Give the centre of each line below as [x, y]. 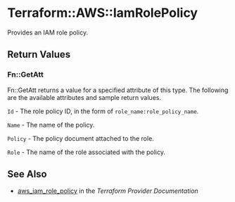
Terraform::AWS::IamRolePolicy [103, 13]
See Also [27, 174]
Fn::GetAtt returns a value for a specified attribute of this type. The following [118, 90]
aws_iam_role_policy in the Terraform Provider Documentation [108, 191]
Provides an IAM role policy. [48, 32]
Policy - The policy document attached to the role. [81, 138]
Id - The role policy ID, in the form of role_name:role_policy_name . [103, 111]
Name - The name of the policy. [51, 125]
